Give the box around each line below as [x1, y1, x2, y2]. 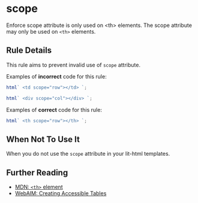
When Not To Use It [6, 134, 80, 144]
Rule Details [6, 46, 52, 56]
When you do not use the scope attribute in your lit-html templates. [6, 150, 170, 157]
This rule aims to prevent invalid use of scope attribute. [6, 61, 141, 68]
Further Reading [6, 167, 68, 178]
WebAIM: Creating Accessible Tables [14, 190, 107, 196]
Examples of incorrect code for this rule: [6, 72, 107, 80]
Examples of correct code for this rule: [6, 106, 102, 113]
